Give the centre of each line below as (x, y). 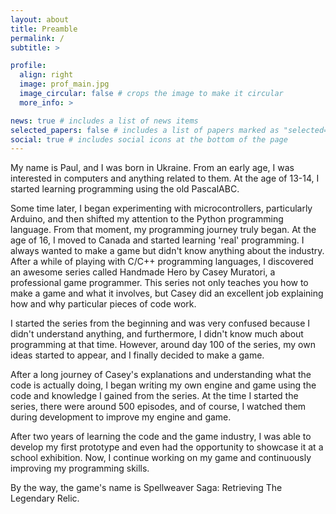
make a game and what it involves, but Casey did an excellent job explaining (167, 293)
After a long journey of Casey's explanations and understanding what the (161, 375)
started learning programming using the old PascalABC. (125, 189)
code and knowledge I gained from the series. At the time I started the (154, 396)
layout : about (40, 19)
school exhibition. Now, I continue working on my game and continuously (161, 458)
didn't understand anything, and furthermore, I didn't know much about (157, 334)
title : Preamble (44, 29)
